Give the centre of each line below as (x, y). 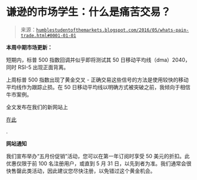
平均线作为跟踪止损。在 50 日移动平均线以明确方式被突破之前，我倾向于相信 (98, 87)
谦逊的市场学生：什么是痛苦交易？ (89, 12)
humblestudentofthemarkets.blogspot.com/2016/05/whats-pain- (113, 30)
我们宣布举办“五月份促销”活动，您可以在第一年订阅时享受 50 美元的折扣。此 (98, 156)
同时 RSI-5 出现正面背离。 (38, 67)
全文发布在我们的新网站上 (37, 107)
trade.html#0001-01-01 (48, 35)
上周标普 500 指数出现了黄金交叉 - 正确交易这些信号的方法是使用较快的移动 (98, 80)
